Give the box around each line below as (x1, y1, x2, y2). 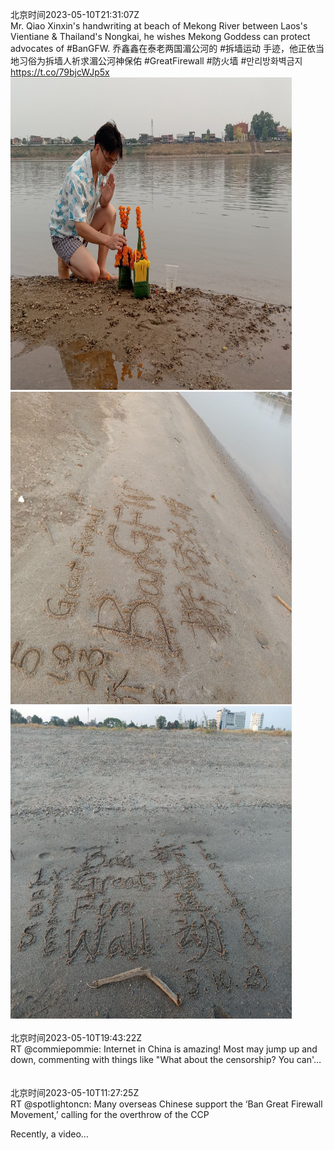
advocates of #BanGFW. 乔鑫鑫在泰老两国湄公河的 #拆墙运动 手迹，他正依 (10, 43, 316, 54)
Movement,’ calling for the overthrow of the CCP (10, 1109, 210, 1120)
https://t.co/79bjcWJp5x (10, 66, 110, 78)
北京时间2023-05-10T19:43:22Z (10, 1032, 143, 1043)
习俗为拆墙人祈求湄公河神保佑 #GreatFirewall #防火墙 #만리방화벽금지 (18, 55, 303, 67)
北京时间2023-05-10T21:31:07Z (10, 9, 140, 20)
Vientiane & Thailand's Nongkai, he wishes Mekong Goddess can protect (10, 31, 311, 42)
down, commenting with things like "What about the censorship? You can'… (10, 1054, 322, 1065)
